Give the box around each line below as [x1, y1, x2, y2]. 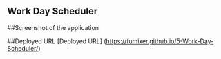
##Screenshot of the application [7, 23, 99, 32]
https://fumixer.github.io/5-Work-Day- [106, 37, 214, 45]
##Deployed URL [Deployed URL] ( [7, 37, 106, 45]
